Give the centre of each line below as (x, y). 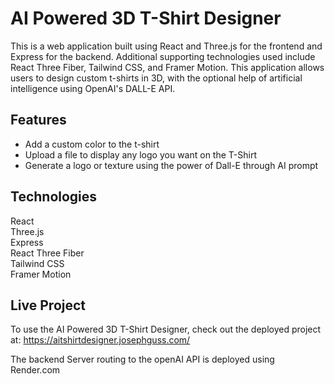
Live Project (48, 305)
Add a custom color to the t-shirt (92, 144)
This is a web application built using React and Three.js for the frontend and (166, 46)
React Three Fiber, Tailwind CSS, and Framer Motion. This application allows (167, 67)
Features (38, 120)
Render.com (35, 370)
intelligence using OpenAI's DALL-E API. (93, 88)
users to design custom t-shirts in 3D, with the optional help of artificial (156, 78)
